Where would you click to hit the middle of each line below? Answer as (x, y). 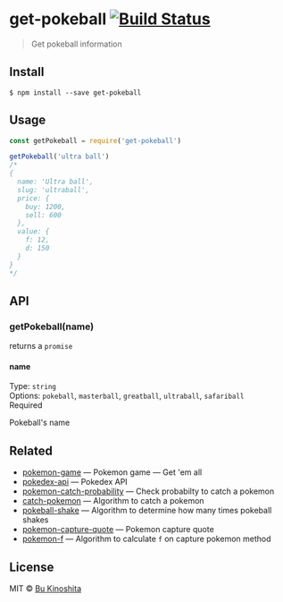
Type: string (33, 386)
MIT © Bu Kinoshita (46, 589)
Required (26, 405)
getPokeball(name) (52, 326)
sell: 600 (44, 215)
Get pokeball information (76, 44)
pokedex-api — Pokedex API (75, 482)
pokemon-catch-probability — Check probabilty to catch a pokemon (148, 491)
